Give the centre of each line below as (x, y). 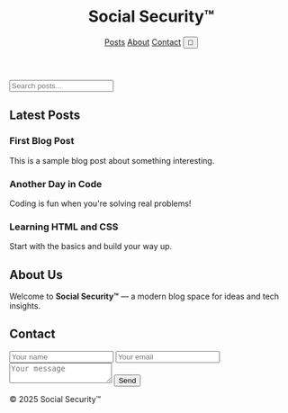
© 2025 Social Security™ (55, 399)
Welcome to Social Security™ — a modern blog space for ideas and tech (144, 296)
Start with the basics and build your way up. (91, 247)
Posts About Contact (143, 41)
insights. (25, 306)
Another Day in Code (56, 184)
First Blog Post (42, 141)
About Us (36, 275)
